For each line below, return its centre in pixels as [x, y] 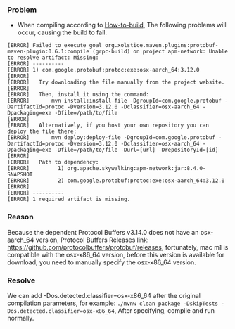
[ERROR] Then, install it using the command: [78, 95]
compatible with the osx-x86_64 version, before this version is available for [116, 254]
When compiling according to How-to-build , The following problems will [122, 25]
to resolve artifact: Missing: [53, 58]
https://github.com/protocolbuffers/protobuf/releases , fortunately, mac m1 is [118, 247]
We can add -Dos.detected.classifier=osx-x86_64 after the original [104, 295]
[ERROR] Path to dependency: [53, 162]
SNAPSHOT [20, 175]
